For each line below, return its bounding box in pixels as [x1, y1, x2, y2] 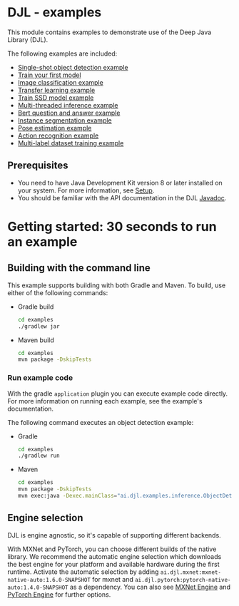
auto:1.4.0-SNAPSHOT [7, 584, 69, 591]
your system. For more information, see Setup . [17, 186, 155, 195]
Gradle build [17, 302, 54, 311]
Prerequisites [7, 160, 68, 172]
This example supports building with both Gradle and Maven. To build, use [7, 281, 226, 289]
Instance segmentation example [17, 115, 112, 125]
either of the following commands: [7, 288, 108, 297]
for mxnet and [92, 575, 134, 583]
